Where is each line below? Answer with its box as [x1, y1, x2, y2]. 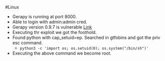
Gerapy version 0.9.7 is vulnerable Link [12, 24, 92, 30]
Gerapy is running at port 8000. [12, 14, 77, 19]
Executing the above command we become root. [12, 50, 111, 56]
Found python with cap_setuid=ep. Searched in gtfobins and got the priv [12, 34, 161, 40]
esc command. [12, 40, 43, 46]
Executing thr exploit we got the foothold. [12, 30, 97, 35]
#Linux [5, 4, 19, 10]
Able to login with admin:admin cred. [12, 19, 88, 25]
